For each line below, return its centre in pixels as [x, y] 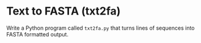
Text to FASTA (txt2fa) [64, 11]
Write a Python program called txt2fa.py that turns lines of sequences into [100, 28]
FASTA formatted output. [38, 34]
